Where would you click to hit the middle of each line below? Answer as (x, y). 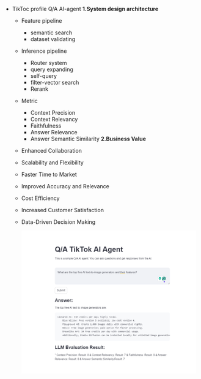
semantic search (51, 33)
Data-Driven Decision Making (58, 222)
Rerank (39, 89)
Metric (29, 101)
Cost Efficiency (40, 198)
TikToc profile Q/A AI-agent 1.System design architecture (85, 9)
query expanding (52, 69)
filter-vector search (55, 82)
